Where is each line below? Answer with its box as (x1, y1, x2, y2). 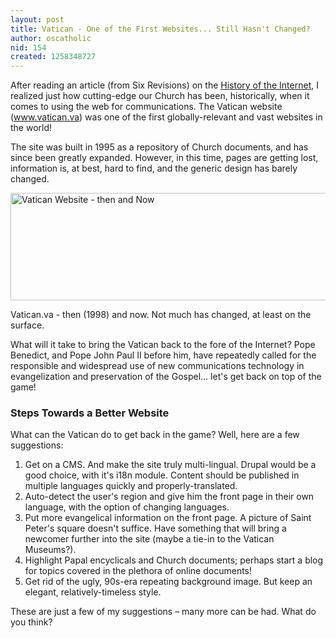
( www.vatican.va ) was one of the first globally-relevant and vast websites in (10, 111, 323, 123)
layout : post (10, 14, 65, 25)
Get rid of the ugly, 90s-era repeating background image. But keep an (24, 576, 313, 588)
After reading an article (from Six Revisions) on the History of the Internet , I (10, 79, 319, 91)
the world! (10, 122, 53, 134)
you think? (10, 616, 53, 628)
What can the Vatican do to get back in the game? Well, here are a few (10, 429, 300, 441)
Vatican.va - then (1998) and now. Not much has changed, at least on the (10, 309, 312, 321)
